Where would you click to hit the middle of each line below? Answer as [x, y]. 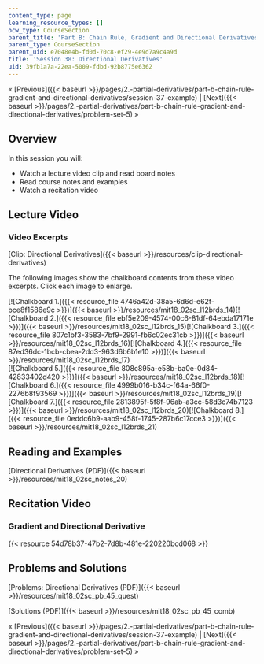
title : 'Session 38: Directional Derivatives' [86, 60]
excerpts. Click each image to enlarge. [70, 286]
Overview [33, 139]
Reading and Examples [65, 452]
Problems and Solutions [68, 568]
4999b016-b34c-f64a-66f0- [163, 385]
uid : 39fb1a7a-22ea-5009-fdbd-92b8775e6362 [81, 67]
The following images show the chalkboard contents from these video [121, 278]
